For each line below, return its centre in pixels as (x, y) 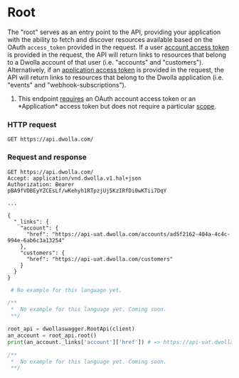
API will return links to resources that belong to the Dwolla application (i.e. (116, 77)
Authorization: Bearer (41, 184)
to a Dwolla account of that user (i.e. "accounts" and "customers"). (106, 62)
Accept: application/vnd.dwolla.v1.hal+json (74, 178)
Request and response (47, 157)
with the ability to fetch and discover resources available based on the (110, 39)
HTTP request (32, 124)
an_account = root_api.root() (52, 335)
